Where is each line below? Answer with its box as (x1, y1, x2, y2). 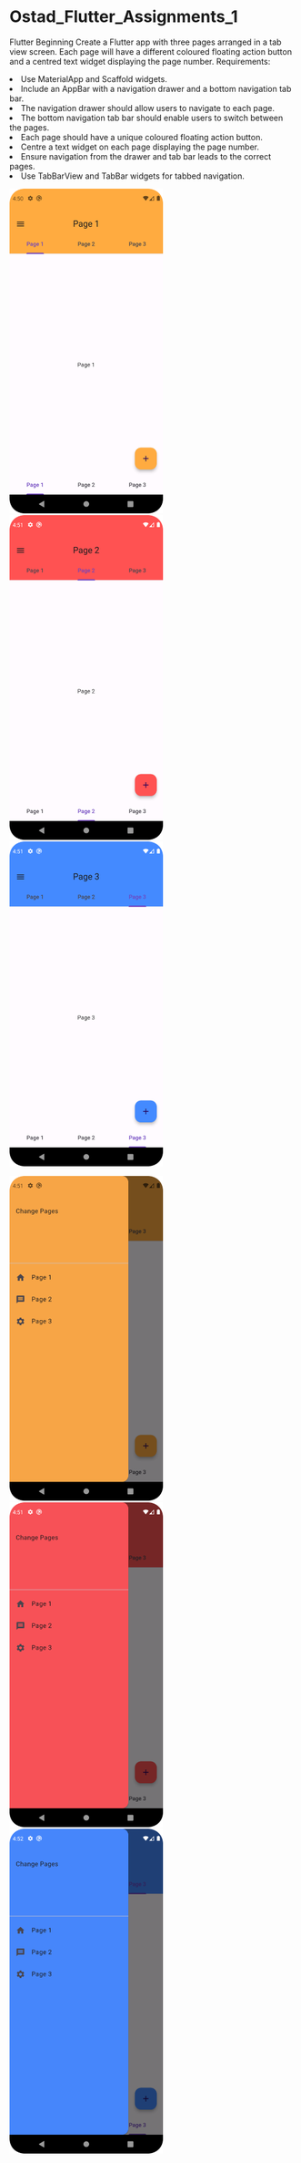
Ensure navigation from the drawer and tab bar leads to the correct (21, 150, 272, 161)
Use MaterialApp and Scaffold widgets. (21, 73, 168, 84)
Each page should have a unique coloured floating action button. (21, 131, 264, 142)
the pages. (9, 121, 50, 133)
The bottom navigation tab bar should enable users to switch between (21, 112, 284, 123)
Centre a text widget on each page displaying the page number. (21, 141, 260, 152)
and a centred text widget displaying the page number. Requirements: (9, 56, 271, 67)
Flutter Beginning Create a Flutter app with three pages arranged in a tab (9, 36, 282, 47)
